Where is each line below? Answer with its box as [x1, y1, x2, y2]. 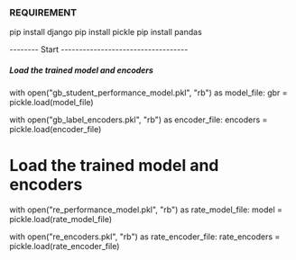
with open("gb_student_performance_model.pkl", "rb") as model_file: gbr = [9, 87, 288, 98]
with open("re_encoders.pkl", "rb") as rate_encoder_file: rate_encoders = [9, 231, 281, 242]
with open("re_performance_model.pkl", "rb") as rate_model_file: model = [9, 204, 282, 215]
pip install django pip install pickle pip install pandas [9, 27, 203, 38]
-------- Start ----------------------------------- [9, 44, 189, 55]
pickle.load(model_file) [9, 97, 94, 108]
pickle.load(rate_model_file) [9, 214, 113, 225]
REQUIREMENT [9, 6, 78, 19]
